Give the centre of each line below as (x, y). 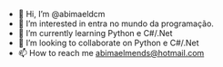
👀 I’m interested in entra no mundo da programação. (116, 24)
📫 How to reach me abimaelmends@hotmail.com (111, 53)
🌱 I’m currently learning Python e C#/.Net (95, 33)
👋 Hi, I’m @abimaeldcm (61, 14)
